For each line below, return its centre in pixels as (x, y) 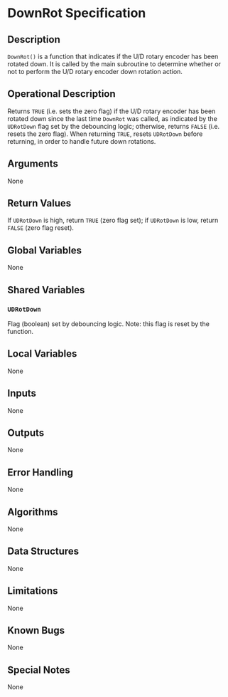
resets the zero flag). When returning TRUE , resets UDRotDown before (105, 134)
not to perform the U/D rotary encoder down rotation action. (95, 72)
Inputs (22, 393)
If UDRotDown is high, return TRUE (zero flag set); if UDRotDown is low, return (113, 220)
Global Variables (44, 250)
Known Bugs (36, 630)
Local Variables (42, 354)
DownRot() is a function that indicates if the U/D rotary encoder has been (113, 56)
